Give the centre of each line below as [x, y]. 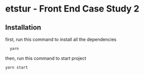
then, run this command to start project [46, 58]
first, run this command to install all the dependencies [61, 39]
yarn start [17, 67]
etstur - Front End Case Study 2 [72, 9]
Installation [23, 27]
